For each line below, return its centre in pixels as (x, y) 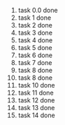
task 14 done (36, 115)
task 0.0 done (38, 10)
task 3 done (35, 32)
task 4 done (35, 40)
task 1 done (35, 18)
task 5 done (35, 48)
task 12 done (36, 100)
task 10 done (36, 85)
